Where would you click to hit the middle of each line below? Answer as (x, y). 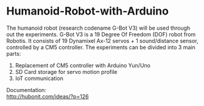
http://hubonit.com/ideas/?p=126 (48, 96)
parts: (14, 53)
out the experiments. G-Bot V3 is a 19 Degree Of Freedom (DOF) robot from (101, 34)
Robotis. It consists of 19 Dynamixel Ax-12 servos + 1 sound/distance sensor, (102, 41)
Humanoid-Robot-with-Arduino (88, 11)
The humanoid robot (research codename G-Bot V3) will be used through (98, 28)
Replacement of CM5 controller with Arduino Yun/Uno (83, 65)
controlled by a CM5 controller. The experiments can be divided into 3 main (101, 47)
